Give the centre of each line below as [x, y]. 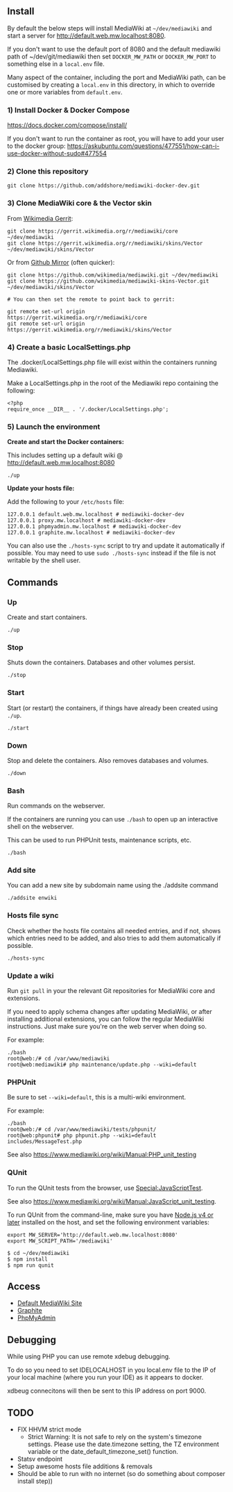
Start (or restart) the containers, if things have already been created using [113, 707]
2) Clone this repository [48, 172]
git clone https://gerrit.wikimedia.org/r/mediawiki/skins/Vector [105, 243]
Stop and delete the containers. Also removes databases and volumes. [108, 760]
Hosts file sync [33, 915]
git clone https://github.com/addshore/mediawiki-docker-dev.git [103, 186]
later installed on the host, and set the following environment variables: [108, 1222]
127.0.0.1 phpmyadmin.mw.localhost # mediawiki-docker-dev [94, 527]
